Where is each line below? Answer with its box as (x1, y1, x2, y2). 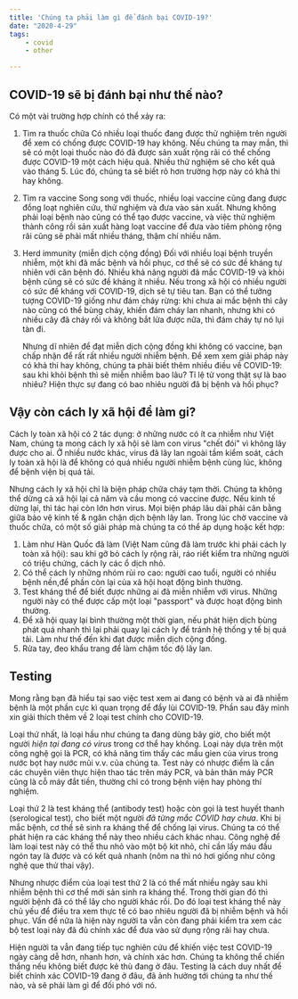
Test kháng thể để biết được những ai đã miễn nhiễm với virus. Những (21, 586, 278, 597)
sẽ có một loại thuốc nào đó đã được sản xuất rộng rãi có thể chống (21, 146, 271, 157)
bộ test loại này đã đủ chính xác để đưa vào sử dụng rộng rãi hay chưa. (9, 924, 270, 935)
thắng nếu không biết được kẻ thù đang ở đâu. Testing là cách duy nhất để (9, 961, 282, 971)
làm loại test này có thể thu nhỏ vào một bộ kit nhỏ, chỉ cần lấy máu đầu (9, 840, 273, 852)
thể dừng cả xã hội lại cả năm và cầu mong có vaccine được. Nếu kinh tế (9, 492, 276, 504)
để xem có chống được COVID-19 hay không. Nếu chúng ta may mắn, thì (21, 137, 289, 148)
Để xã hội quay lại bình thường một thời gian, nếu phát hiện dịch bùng (21, 615, 278, 625)
